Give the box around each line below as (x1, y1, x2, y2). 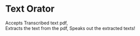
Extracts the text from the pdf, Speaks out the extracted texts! (5, 25, 135, 31)
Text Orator (5, 3, 55, 15)
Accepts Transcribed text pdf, (5, 20, 68, 26)
